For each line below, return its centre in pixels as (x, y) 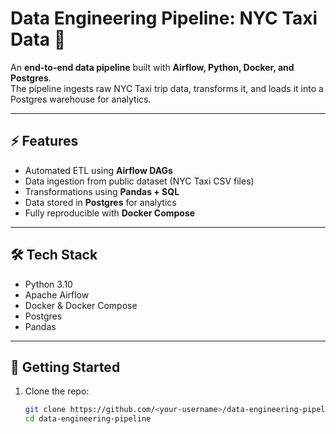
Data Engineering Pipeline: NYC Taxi (164, 18)
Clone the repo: (57, 391)
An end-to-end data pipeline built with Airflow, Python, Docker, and (152, 67)
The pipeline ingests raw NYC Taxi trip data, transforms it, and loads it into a (167, 88)
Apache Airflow (57, 294)
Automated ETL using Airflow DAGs (98, 170)
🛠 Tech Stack (54, 255)
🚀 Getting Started (65, 367)
